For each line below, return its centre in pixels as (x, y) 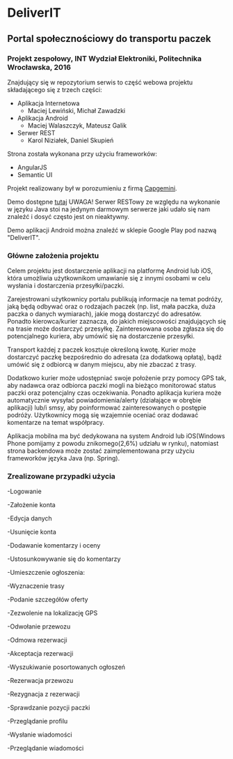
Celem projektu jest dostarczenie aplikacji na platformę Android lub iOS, (110, 271)
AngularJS (32, 167)
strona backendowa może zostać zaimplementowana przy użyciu (101, 451)
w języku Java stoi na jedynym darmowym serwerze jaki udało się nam (109, 209)
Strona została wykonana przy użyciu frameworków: (82, 153)
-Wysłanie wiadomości (40, 735)
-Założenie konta (31, 505)
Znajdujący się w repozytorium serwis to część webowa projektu (100, 82)
